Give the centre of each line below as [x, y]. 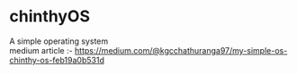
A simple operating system [59, 41]
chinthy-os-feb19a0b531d [57, 60]
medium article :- [41, 50]
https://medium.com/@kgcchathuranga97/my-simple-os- [181, 50]
